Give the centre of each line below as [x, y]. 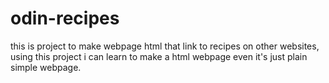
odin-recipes [65, 18]
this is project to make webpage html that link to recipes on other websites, [165, 46]
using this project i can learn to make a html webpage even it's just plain [159, 56]
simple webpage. [46, 67]
